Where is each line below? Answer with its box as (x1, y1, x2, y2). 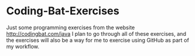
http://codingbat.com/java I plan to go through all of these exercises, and (6, 30, 187, 37)
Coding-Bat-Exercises (6, 4, 120, 18)
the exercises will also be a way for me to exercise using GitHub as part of (6, 36, 190, 43)
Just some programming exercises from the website (6, 24, 135, 31)
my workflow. (6, 43, 40, 50)
